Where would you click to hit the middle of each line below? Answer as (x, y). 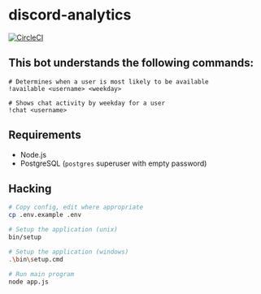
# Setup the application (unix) (63, 230)
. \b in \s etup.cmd (36, 259)
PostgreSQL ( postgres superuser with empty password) (113, 163)
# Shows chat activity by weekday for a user (87, 103)
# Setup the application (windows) (69, 252)
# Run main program (41, 274)
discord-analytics (70, 15)
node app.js (28, 282)
